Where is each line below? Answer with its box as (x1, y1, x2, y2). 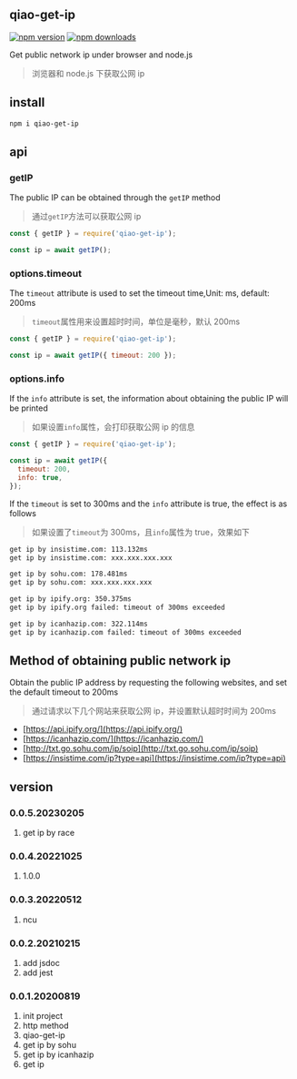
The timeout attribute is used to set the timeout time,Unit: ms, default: (9, 288, 270, 299)
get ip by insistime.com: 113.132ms (9, 545, 148, 554)
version (9, 779, 54, 795)
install (9, 95, 45, 110)
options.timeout (9, 267, 82, 280)
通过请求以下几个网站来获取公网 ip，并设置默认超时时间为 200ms (31, 706, 277, 717)
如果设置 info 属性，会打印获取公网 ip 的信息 (31, 422, 195, 433)
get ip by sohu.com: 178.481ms (9, 569, 128, 579)
